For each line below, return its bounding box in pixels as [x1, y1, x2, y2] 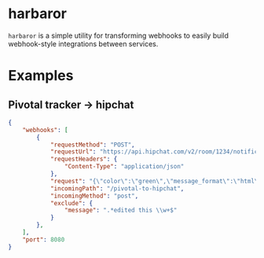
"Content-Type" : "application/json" [64, 163, 185, 171]
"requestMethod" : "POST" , [49, 141, 135, 149]
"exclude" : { [49, 199, 93, 207]
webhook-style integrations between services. [8, 39, 159, 48]
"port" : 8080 [22, 235, 65, 244]
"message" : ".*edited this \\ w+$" [64, 206, 178, 215]
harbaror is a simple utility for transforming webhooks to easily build [8, 31, 229, 40]
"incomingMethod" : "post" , [49, 192, 139, 200]
